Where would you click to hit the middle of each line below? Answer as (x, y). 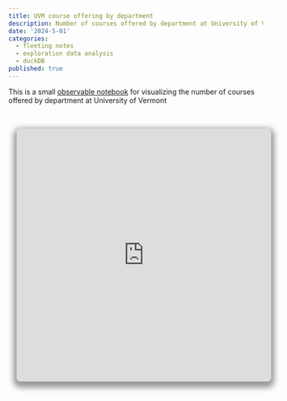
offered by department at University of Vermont (88, 100)
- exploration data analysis (65, 53)
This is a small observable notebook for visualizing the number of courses (131, 92)
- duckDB (30, 62)
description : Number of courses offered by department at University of (133, 23)
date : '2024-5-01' (39, 31)
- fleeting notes (45, 46)
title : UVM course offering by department (81, 16)
